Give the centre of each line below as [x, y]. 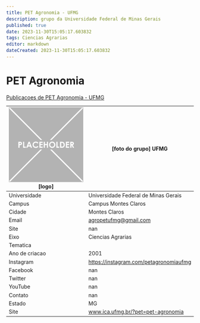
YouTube [20, 287]
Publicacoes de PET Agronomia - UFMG [55, 97]
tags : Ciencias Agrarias [37, 38]
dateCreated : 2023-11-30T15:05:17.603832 [58, 51]
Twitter [17, 279]
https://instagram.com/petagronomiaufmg [140, 262]
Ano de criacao [27, 254]
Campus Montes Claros [117, 203]
